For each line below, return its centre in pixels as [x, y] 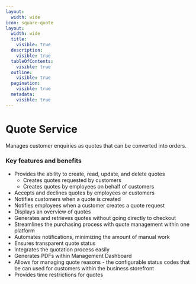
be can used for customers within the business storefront [84, 268]
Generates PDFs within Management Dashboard [73, 256]
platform [24, 230]
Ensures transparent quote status [55, 243]
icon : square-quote [30, 23]
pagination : [26, 84]
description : [27, 50]
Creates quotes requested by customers [72, 180]
